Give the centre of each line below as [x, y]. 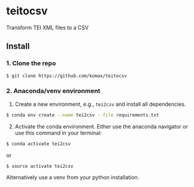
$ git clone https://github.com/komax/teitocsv [67, 76]
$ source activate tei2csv [40, 166]
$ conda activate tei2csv [38, 144]
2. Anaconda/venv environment [53, 91]
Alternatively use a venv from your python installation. [73, 177]
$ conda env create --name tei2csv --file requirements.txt [83, 115]
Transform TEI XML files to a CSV [47, 27]
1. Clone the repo [31, 63]
